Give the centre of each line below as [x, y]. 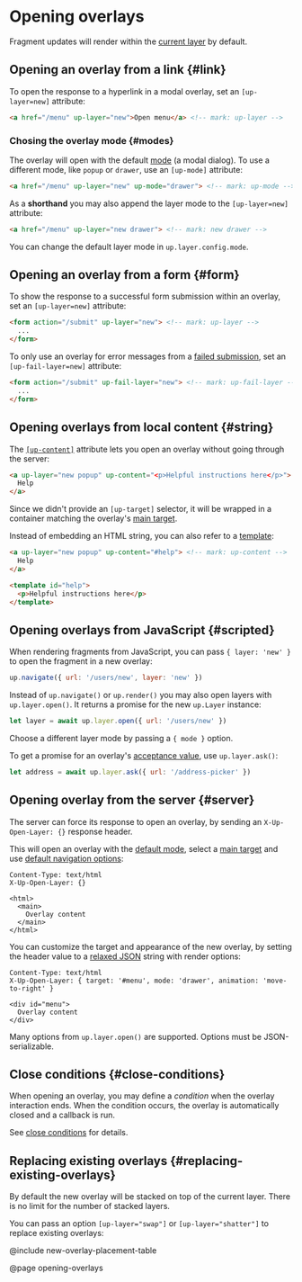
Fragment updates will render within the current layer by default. [129, 41]
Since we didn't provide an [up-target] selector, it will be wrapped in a [141, 509]
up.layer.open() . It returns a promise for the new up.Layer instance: [136, 704]
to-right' [28, 988]
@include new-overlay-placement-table [83, 1251]
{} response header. [95, 831]
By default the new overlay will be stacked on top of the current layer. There [150, 1197]
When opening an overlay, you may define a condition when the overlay [142, 1096]
